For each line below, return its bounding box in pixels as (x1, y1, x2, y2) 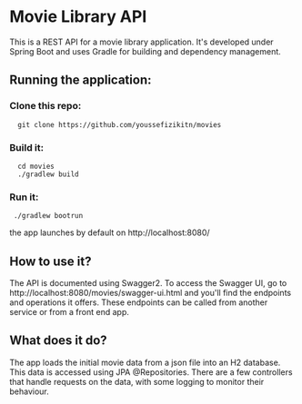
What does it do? (9, 333, 107, 349)
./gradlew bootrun (13, 212, 84, 221)
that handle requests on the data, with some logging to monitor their (9, 376, 265, 387)
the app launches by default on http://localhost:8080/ (9, 227, 211, 238)
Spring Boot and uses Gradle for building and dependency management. (9, 45, 282, 56)
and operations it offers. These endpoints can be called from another (9, 297, 268, 308)
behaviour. (9, 386, 50, 397)
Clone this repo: (9, 100, 82, 113)
